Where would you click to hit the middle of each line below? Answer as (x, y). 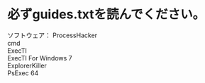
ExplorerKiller (27, 65)
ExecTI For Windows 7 (40, 58)
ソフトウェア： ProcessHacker (52, 35)
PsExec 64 (23, 73)
